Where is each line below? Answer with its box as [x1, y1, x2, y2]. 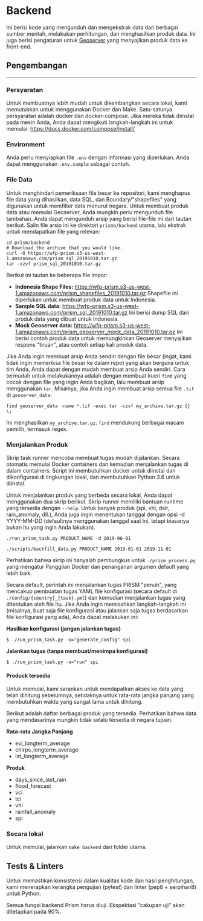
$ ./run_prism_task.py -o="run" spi [6, 659, 98, 665]
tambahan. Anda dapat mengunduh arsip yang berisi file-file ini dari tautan [6, 215, 192, 222]
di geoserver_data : [6, 391, 53, 398]
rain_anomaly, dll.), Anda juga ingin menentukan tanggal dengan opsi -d [6, 511, 185, 518]
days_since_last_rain [14, 776, 66, 784]
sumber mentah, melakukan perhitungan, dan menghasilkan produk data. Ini [6, 30, 196, 37]
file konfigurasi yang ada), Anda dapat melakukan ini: [6, 613, 139, 620]
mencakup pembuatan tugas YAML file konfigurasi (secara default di [6, 588, 177, 595]
